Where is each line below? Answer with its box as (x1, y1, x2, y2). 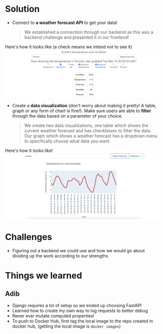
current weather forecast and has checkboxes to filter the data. (24, 127, 152, 133)
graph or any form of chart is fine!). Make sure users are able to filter (12, 108, 151, 114)
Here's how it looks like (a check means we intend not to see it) (5, 44, 133, 49)
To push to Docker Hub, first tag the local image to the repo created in (12, 318, 153, 324)
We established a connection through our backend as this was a (24, 29, 154, 35)
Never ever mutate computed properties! (12, 312, 95, 319)
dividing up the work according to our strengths (12, 253, 108, 259)
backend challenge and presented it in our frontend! (24, 34, 129, 40)
